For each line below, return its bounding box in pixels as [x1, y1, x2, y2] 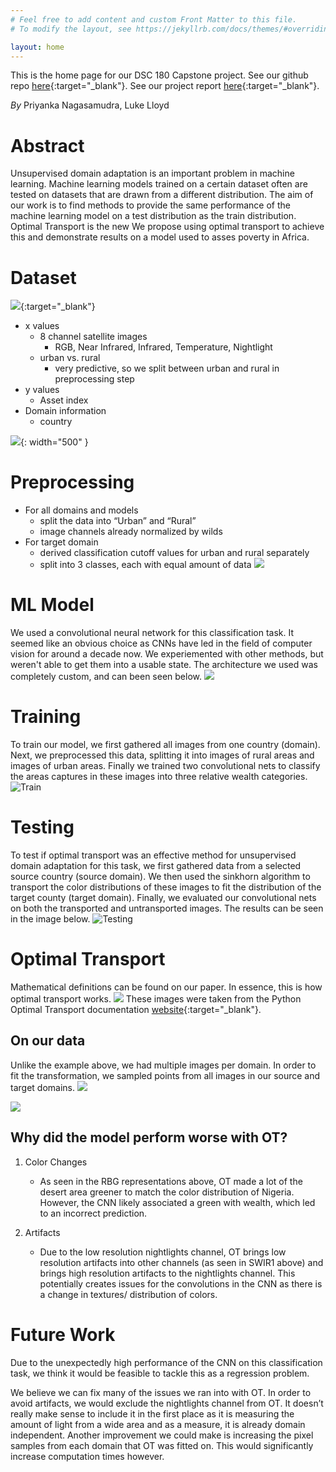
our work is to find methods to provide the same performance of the [10, 199, 291, 211]
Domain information [24, 405, 107, 417]
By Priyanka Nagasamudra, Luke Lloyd [10, 99, 170, 111]
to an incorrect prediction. [39, 1207, 148, 1219]
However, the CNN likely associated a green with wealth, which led [39, 1196, 316, 1208]
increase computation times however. [10, 1450, 165, 1462]
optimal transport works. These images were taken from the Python [10, 992, 302, 1005]
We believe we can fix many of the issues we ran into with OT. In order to [10, 1386, 312, 1398]
